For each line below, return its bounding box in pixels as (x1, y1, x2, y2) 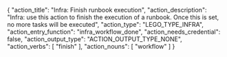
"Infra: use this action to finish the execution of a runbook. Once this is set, (7, 13, 219, 21)
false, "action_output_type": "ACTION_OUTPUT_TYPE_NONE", (7, 35, 182, 43)
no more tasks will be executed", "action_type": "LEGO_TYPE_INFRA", (7, 21, 204, 28)
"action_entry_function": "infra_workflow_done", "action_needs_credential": (7, 27, 221, 36)
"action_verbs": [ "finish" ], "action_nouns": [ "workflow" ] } (7, 43, 175, 50)
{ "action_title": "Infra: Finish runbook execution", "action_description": (7, 6, 207, 14)
